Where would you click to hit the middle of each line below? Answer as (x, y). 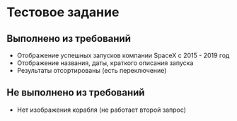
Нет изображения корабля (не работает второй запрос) (102, 110)
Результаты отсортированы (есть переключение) (92, 70)
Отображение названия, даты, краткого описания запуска (105, 63)
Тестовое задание (63, 12)
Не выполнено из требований (76, 93)
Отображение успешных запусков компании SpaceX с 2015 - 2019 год (123, 55)
